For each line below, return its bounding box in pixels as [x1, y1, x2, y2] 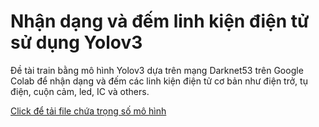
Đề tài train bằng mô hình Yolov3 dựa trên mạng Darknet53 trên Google [10, 64, 304, 76]
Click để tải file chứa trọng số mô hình [10, 105, 167, 117]
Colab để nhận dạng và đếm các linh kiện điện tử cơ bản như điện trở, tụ [10, 75, 308, 87]
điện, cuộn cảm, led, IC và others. [10, 85, 150, 97]
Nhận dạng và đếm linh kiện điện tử [10, 10, 310, 33]
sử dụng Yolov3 [10, 31, 143, 54]
